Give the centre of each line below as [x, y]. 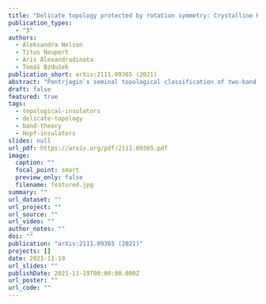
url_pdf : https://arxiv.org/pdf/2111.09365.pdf [88, 148]
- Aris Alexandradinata [54, 60]
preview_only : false [49, 178]
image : [19, 155]
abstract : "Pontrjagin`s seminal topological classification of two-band [133, 82]
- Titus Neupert [42, 52]
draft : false [30, 89]
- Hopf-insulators [46, 133]
